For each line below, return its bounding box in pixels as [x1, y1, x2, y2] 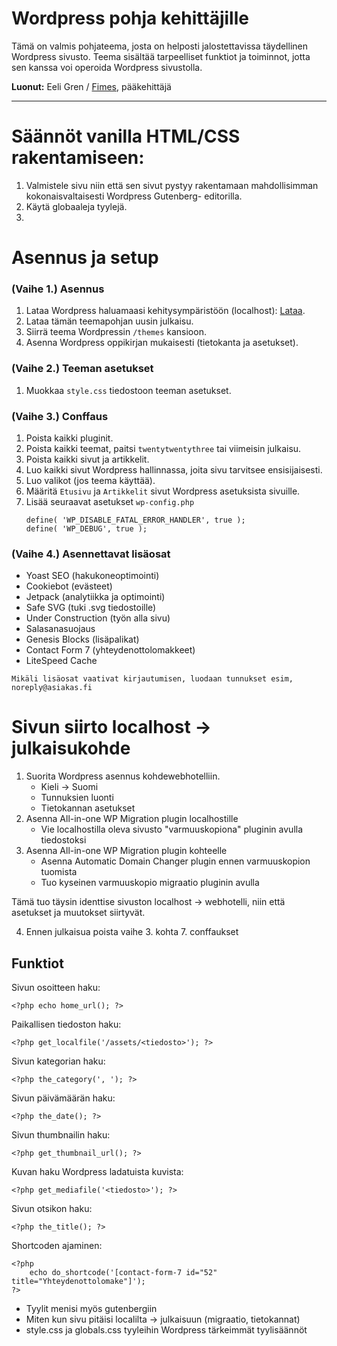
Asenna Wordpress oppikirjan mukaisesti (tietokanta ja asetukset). [25, 337, 299, 349]
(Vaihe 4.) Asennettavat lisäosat [11, 547, 171, 561]
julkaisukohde [11, 737, 131, 760]
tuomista [40, 866, 78, 878]
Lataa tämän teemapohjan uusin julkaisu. [25, 315, 194, 327]
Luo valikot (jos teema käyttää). [25, 474, 156, 486]
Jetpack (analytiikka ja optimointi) [25, 591, 166, 603]
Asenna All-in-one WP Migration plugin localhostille [25, 813, 239, 825]
